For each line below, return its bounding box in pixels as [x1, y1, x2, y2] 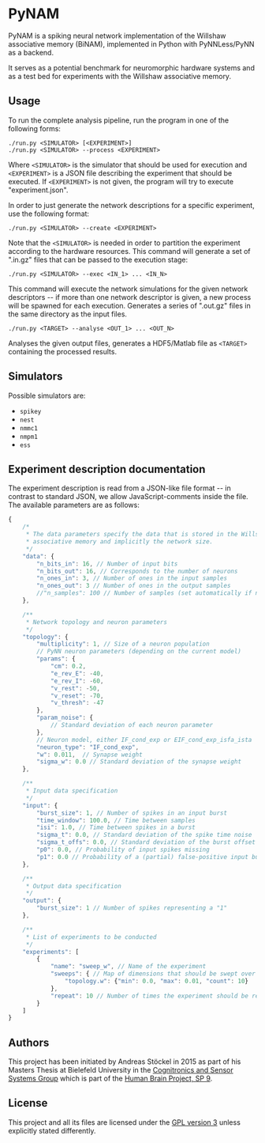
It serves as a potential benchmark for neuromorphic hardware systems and [8, 62, 255, 72]
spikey [19, 407, 42, 415]
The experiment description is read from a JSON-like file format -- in [8, 483, 231, 493]
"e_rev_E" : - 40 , [50, 669, 104, 677]
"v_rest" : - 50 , [50, 684, 101, 692]
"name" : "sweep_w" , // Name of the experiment [50, 963, 207, 971]
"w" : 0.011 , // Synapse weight [36, 751, 144, 759]
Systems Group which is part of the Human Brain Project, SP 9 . [8, 1073, 213, 1084]
